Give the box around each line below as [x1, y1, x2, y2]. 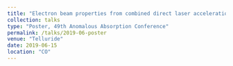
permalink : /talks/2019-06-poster [7, 29, 107, 36]
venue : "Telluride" [7, 36, 64, 43]
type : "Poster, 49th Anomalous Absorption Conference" [7, 23, 169, 30]
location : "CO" [7, 49, 51, 56]
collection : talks [7, 16, 60, 23]
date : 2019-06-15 [7, 42, 58, 49]
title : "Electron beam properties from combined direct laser [7, 10, 191, 17]
